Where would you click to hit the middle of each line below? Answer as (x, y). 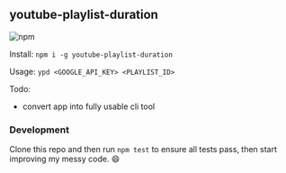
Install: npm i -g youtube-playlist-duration (91, 54)
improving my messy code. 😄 (65, 159)
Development (40, 130)
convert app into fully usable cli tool (89, 106)
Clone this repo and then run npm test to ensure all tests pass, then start (143, 150)
